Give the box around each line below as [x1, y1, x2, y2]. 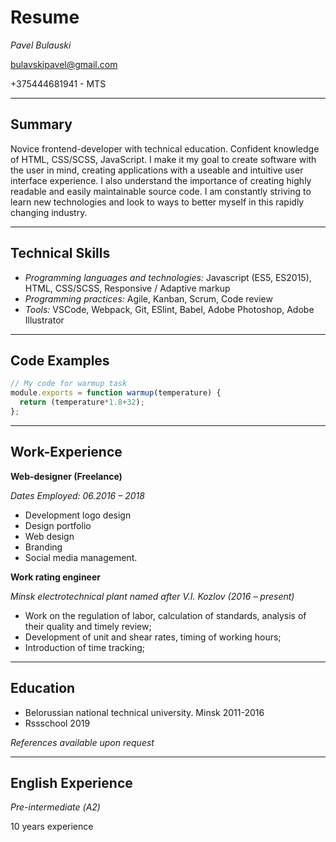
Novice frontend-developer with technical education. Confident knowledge [10, 142, 320, 155]
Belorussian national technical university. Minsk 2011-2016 [24, 706, 265, 718]
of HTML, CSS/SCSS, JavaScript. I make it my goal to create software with [10, 153, 317, 165]
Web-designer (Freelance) [10, 470, 123, 482]
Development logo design [24, 509, 132, 521]
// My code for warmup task [10, 379, 128, 389]
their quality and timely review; [24, 620, 152, 632]
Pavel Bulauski [10, 39, 72, 51]
